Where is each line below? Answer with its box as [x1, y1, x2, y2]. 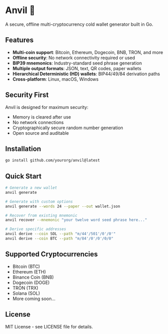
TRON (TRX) [12, 285, 39, 291]
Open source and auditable [12, 130, 69, 136]
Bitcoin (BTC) [12, 263, 40, 269]
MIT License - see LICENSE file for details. [5, 323, 93, 329]
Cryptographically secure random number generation [12, 125, 123, 131]
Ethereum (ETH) [12, 268, 46, 274]
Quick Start [5, 172, 42, 181]
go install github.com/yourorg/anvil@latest [5, 158, 100, 163]
